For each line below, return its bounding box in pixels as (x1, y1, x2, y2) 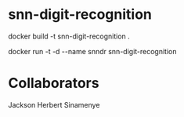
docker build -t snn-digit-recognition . (8, 31, 131, 41)
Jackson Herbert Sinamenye (8, 100, 100, 109)
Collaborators (8, 75, 99, 92)
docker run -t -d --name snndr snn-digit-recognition (8, 46, 177, 56)
